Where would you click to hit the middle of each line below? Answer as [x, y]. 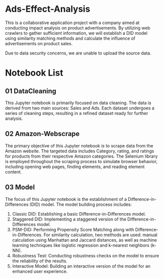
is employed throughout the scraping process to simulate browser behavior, [81, 161]
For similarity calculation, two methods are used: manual [100, 235]
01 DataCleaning [31, 91]
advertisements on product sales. [39, 43]
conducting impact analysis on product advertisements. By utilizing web [78, 28]
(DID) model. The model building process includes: [81, 204]
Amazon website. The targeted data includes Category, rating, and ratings [80, 151]
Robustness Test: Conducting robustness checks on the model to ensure [85, 255]
